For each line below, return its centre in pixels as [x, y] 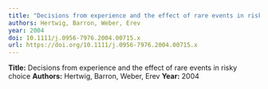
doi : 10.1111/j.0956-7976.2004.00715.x [75, 38]
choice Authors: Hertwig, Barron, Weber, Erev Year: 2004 [104, 76]
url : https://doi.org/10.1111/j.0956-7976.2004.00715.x [103, 45]
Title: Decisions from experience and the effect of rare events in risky [123, 68]
